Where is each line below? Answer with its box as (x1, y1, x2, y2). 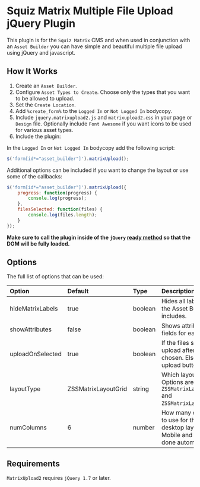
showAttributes (9, 325, 52, 334)
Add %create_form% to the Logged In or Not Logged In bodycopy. (15, 107, 173, 114)
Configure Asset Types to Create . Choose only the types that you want (15, 88, 191, 96)
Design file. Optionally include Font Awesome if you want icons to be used (15, 120, 192, 127)
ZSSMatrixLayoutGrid (67, 385, 128, 393)
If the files (161, 339, 189, 347)
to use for (161, 416, 189, 425)
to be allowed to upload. (15, 95, 75, 102)
